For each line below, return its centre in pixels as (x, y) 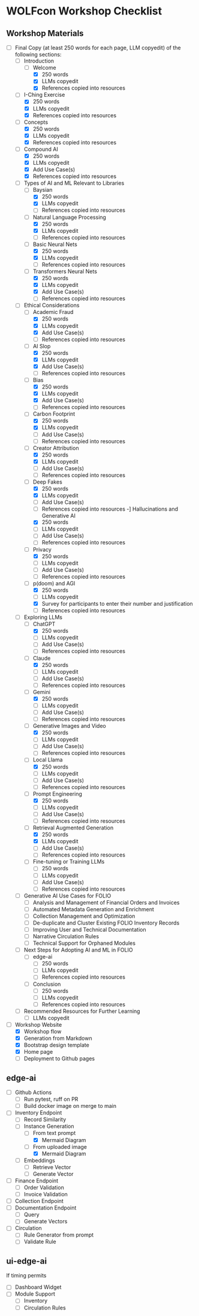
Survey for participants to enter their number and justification (117, 604)
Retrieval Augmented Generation (73, 828)
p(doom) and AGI (54, 583)
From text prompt (54, 1133)
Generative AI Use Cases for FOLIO (67, 896)
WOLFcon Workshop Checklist (84, 11)
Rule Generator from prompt (59, 1235)
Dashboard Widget (38, 1287)
